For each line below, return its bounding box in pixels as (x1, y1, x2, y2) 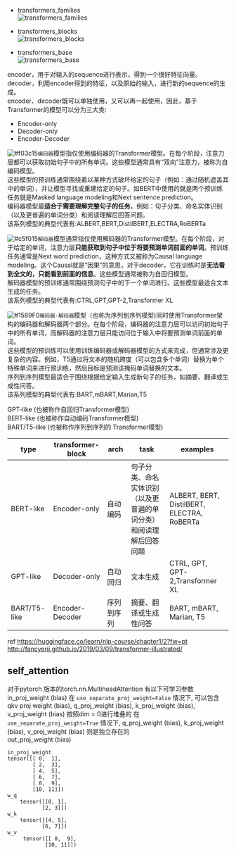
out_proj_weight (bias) (7, 735, 72, 744)
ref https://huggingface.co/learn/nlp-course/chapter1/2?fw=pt (7, 637, 188, 645)
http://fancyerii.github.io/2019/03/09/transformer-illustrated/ (7, 644, 183, 653)
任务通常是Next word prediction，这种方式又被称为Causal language (7, 252, 203, 260)
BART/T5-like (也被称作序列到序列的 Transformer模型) (7, 423, 164, 431)
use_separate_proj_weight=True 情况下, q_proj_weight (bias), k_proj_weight (7, 718, 224, 727)
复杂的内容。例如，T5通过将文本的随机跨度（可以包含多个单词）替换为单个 (7, 355, 225, 363)
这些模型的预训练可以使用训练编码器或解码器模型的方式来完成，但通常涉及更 (7, 347, 229, 354)
